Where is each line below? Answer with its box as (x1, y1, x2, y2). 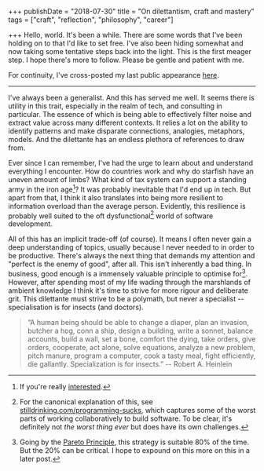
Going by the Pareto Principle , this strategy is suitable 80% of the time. (19, 437, 250, 447)
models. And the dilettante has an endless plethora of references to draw (8, 135, 245, 144)
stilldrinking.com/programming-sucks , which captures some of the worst (19, 405, 256, 414)
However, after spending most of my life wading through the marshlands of (8, 277, 251, 287)
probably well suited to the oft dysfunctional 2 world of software (8, 210, 214, 221)
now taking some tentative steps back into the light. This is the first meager (8, 47, 251, 56)
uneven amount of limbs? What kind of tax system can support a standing (8, 175, 247, 184)
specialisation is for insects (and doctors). (8, 302, 144, 312)
